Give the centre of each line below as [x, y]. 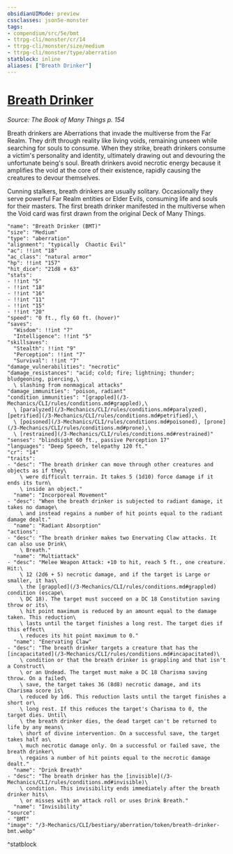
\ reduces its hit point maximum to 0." [79, 635]
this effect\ [26, 629]
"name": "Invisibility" [48, 807]
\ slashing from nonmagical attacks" [68, 385]
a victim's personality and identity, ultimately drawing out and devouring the [116, 155]
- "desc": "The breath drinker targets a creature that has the [103, 648]
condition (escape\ [36, 593]
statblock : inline [34, 59]
